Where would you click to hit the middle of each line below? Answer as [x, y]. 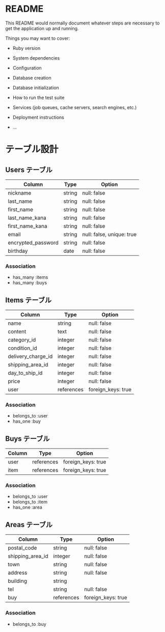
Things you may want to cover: [38, 38]
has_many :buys [30, 283]
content [17, 332]
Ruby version [26, 48]
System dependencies [36, 58]
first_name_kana [28, 226]
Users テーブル [29, 169]
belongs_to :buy [30, 624]
